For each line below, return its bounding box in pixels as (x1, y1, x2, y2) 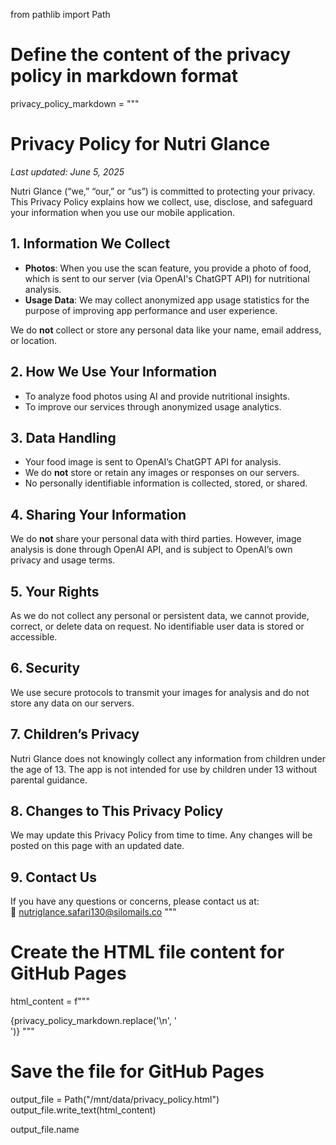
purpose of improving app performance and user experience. (24, 304, 278, 316)
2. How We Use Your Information (10, 364, 218, 381)
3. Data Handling (10, 429, 117, 446)
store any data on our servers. (10, 697, 135, 709)
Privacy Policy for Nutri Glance (10, 133, 271, 156)
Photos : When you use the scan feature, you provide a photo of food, (24, 262, 312, 274)
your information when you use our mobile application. (10, 206, 236, 218)
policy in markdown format (10, 65, 239, 88)
